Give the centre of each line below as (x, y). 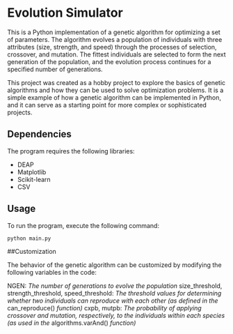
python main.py (29, 238)
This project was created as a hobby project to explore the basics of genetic (116, 82)
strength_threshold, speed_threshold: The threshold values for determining (114, 293)
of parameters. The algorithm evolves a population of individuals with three (115, 39)
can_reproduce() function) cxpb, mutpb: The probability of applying (104, 308)
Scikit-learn (34, 179)
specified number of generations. (55, 69)
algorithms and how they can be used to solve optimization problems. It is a (115, 90)
